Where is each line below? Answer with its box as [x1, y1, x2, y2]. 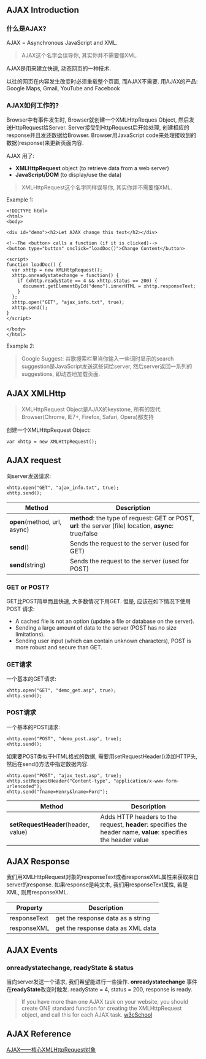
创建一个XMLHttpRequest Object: [6, 426, 91, 434]
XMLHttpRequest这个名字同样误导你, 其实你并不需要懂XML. [21, 184, 173, 191]
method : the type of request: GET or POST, [69, 514, 194, 522]
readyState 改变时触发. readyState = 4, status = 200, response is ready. [12, 986, 193, 993]
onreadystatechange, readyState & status [6, 963, 134, 972]
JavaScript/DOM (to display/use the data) [15, 171, 122, 178]
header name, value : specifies [100, 827, 188, 836]
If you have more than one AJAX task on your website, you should [21, 998, 188, 1005]
